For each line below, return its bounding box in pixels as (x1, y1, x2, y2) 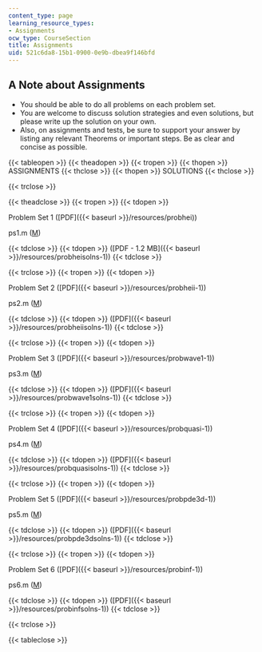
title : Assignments (8, 42, 73, 50)
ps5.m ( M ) (8, 509, 42, 519)
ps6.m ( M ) (8, 580, 42, 590)
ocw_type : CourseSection (8, 34, 91, 42)
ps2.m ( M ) (8, 298, 42, 308)
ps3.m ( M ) (8, 368, 42, 378)
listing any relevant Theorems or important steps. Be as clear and (19, 133, 235, 143)
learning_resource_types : (8, 19, 94, 27)
